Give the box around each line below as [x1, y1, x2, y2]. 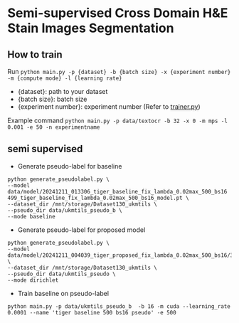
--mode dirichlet [7, 276, 59, 284]
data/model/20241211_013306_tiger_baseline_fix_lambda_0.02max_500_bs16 [7, 188, 228, 195]
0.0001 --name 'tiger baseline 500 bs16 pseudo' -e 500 [7, 309, 176, 316]
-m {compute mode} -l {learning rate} [7, 75, 122, 82]
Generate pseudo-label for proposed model [17, 226, 146, 234]
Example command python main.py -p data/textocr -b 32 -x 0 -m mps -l [7, 116, 228, 125]
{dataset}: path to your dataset [17, 88, 108, 95]
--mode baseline [7, 213, 55, 220]
